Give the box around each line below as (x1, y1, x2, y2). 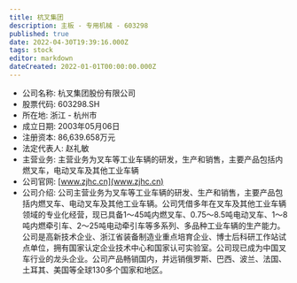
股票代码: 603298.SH (21, 98, 100, 109)
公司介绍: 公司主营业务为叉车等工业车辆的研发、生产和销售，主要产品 (21, 187, 276, 197)
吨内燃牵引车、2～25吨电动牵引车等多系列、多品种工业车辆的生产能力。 (21, 220, 285, 231)
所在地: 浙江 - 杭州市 (21, 110, 98, 120)
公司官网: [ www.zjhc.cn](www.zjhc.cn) (21, 176, 164, 187)
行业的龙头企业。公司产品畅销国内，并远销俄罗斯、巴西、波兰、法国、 (29, 253, 286, 264)
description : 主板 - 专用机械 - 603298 (9, 21, 149, 30)
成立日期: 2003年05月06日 (21, 120, 121, 131)
